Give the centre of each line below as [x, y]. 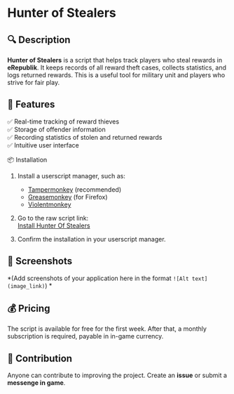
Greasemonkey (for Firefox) [68, 197]
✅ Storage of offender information [57, 129]
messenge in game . [36, 383]
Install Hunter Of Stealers [54, 225]
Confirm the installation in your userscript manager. [91, 239]
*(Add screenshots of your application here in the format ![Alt [98, 278]
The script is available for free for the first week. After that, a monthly [107, 329]
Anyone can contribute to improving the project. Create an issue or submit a [117, 375]
